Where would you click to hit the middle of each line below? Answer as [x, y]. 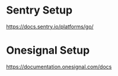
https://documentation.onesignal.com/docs [59, 67]
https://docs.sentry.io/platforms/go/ [50, 27]
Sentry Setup [39, 10]
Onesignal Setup [48, 50]
